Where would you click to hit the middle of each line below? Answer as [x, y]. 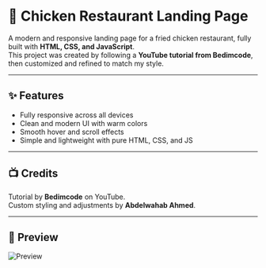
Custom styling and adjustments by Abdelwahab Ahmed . [102, 205]
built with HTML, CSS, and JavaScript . [71, 46]
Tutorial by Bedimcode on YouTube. [67, 197]
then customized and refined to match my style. [86, 63]
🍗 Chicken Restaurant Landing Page [128, 16]
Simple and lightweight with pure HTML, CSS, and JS [106, 140]
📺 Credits [33, 174]
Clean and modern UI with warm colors [84, 123]
